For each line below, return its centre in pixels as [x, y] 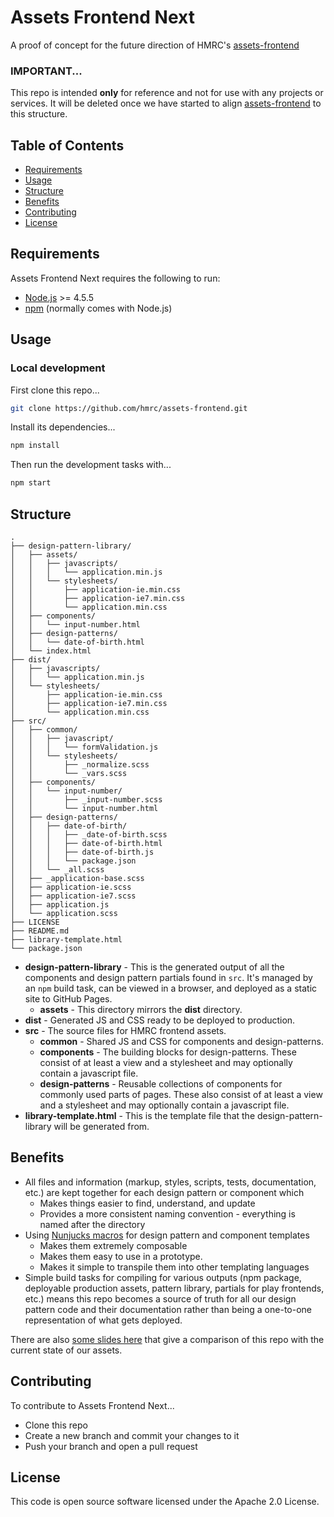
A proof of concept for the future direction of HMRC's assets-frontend [155, 45]
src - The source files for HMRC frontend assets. [125, 1030]
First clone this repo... [55, 390]
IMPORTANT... [46, 71]
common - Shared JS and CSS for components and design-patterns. [181, 1041]
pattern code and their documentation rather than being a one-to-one [168, 1309]
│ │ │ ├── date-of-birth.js [82, 852]
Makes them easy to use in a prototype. [121, 1256]
